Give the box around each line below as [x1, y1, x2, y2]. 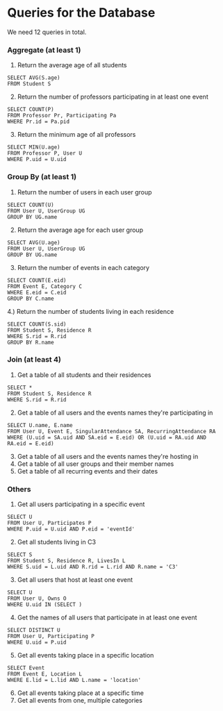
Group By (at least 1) [7, 172, 77, 182]
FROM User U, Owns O [7, 595, 67, 602]
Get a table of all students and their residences [17, 370, 151, 379]
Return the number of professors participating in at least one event [17, 92, 208, 101]
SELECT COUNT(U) [7, 201, 54, 208]
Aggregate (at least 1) [7, 45, 81, 55]
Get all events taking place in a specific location [17, 651, 154, 660]
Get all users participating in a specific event [17, 500, 145, 508]
